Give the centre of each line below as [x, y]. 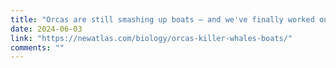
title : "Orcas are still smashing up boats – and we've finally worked [162, 19]
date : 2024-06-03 [46, 29]
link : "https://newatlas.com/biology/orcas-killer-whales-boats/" [151, 38]
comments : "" [37, 47]
